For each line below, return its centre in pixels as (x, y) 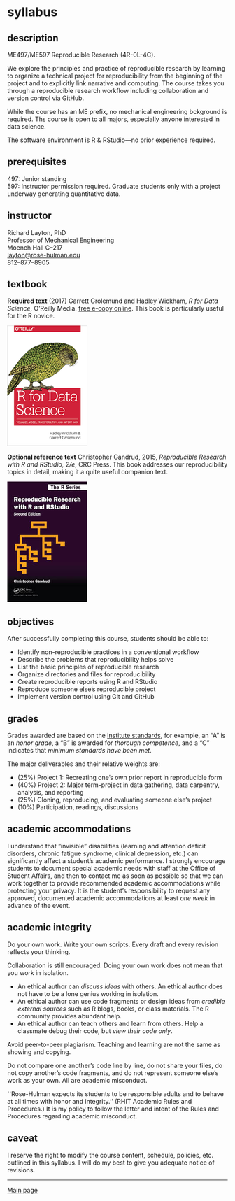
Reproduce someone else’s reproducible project (86, 689)
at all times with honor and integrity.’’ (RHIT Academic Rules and (100, 1101)
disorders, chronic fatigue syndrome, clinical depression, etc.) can (103, 853)
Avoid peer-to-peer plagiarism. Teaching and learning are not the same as (114, 1044)
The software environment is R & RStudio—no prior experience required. (111, 140)
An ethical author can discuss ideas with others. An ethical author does (120, 986)
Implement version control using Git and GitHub (86, 697)
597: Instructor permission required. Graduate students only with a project (114, 186)
